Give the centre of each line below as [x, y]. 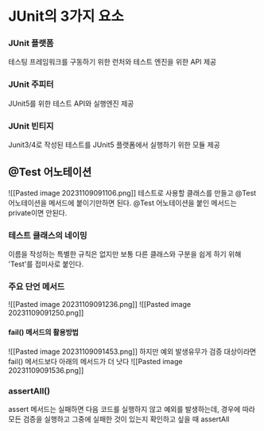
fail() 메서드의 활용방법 [44, 332]
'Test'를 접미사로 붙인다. [46, 264]
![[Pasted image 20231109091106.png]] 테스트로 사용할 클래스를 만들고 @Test [132, 192]
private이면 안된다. [38, 212]
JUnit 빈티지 [31, 126]
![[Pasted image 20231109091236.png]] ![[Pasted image [100, 305]
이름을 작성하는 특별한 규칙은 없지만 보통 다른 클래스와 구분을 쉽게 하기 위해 [125, 254]
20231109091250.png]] [46, 313]
